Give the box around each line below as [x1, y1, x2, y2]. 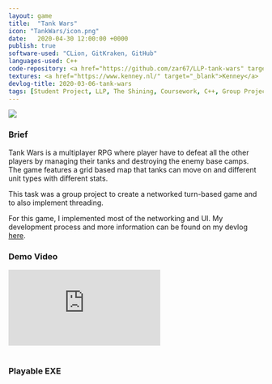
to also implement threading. [8, 198, 104, 207]
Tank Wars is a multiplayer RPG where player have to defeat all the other [8, 147, 249, 157]
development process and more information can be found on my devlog [8, 222, 249, 232]
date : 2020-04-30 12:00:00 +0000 [8, 34, 129, 43]
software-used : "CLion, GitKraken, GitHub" [8, 49, 158, 58]
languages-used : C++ [8, 58, 79, 66]
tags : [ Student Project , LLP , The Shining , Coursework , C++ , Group [8, 87, 241, 96]
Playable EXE [8, 365, 62, 377]
